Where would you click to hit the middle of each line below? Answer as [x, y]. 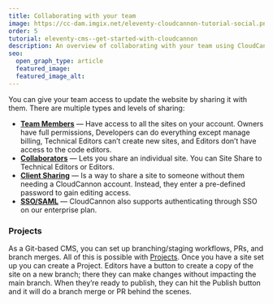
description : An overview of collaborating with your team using [121, 46]
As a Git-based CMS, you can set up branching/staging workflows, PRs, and [136, 248]
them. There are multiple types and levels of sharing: [97, 108]
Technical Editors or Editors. [67, 166]
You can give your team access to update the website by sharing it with [128, 99]
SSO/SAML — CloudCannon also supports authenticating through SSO [139, 201]
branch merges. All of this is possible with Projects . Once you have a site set [136, 257]
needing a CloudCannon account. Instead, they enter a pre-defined [133, 184]
